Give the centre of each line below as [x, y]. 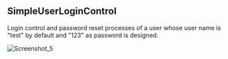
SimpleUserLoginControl [62, 11]
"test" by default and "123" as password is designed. [83, 35]
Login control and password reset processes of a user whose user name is [114, 27]
